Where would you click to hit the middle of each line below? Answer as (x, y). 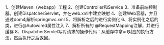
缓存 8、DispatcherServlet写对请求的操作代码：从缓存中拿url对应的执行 (77, 32)
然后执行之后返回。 (33, 38)
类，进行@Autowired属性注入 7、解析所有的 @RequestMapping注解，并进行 (82, 25)
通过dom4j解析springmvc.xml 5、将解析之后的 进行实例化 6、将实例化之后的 (82, 19)
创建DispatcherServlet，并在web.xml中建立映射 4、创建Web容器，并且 (86, 13)
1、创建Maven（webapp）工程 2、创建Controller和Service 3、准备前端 (77, 7)
